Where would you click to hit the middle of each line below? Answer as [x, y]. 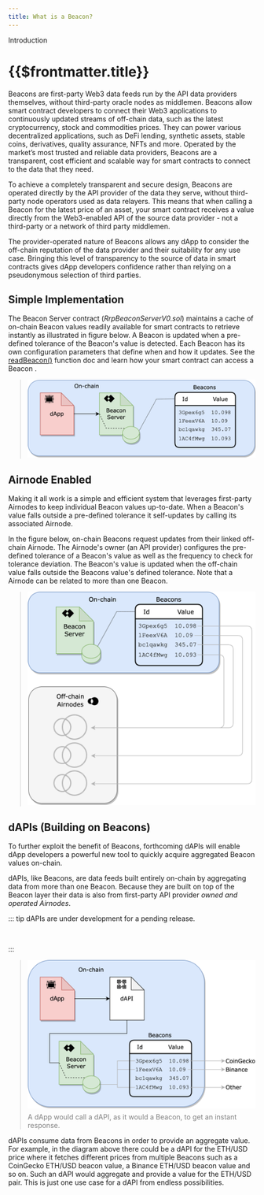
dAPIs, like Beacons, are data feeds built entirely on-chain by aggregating [127, 878]
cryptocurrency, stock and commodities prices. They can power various [125, 127]
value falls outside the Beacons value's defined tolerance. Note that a [121, 573]
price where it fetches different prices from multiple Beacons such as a [123, 1157]
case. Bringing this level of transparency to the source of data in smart [122, 258]
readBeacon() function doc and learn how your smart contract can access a [131, 360]
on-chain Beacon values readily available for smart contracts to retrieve [124, 327]
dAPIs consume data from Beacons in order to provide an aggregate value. [129, 1141]
